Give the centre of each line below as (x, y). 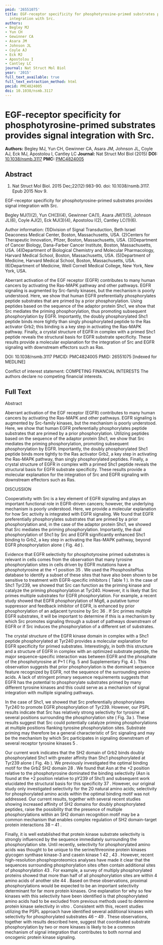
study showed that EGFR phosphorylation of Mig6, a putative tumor (72, 601)
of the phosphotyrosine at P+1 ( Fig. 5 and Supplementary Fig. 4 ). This (76, 661)
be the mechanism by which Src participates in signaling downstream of (77, 738)
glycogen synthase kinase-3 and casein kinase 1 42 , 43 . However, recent (79, 855)
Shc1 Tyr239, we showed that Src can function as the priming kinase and (78, 585)
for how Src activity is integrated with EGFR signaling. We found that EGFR (79, 514)
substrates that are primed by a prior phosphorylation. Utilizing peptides (77, 433)
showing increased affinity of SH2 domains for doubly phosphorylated (75, 804)
